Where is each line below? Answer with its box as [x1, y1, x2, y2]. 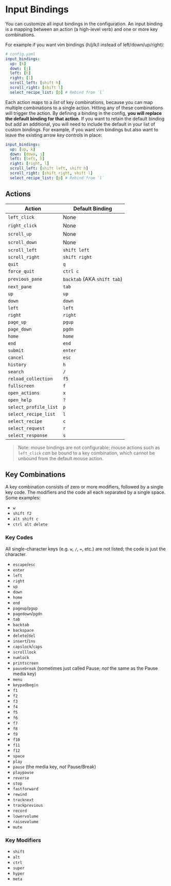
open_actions [8, 390, 40, 396]
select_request [8, 425, 45, 431]
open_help [8, 397, 32, 403]
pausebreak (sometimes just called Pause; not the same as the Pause [12, 665, 158, 671]
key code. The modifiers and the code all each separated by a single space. [5, 489, 166, 495]
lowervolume [12, 813, 39, 819]
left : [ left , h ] [10, 156, 45, 162]
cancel [8, 354, 24, 360]
